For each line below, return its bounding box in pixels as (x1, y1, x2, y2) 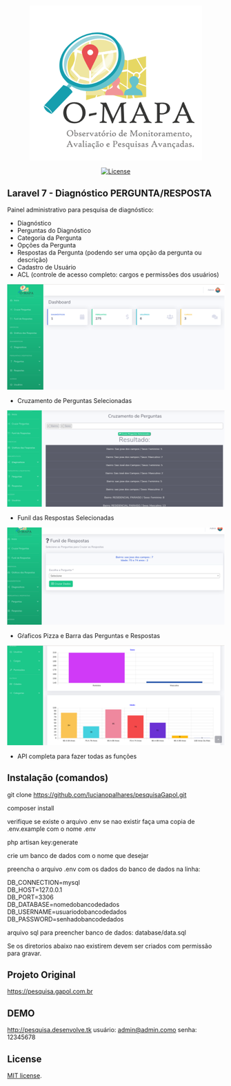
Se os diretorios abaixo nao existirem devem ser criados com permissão (7, 942, 212, 950)
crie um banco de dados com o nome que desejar (7, 851, 149, 859)
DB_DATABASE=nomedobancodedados (7, 900, 120, 908)
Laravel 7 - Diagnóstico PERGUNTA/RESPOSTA (7, 187, 212, 199)
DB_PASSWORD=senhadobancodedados (7, 915, 124, 923)
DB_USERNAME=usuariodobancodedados (7, 908, 128, 916)
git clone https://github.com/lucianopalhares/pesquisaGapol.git (7, 790, 187, 798)
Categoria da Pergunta (17, 234, 82, 242)
